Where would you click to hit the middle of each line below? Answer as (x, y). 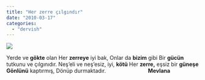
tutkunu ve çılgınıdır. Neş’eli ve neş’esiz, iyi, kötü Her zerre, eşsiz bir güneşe (103, 64)
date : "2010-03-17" (31, 18)
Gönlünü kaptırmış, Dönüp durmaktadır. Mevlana (88, 71)
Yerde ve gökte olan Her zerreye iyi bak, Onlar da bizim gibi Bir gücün (95, 58)
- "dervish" (27, 29)
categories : (21, 23)
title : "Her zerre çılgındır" (45, 12)
